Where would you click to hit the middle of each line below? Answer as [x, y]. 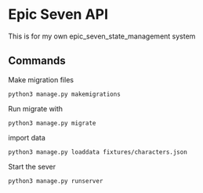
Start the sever [32, 166]
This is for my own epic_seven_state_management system [102, 36]
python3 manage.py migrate [52, 123]
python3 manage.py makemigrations [65, 94]
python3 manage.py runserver [56, 181]
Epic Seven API [58, 15]
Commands [37, 61]
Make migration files [41, 79]
